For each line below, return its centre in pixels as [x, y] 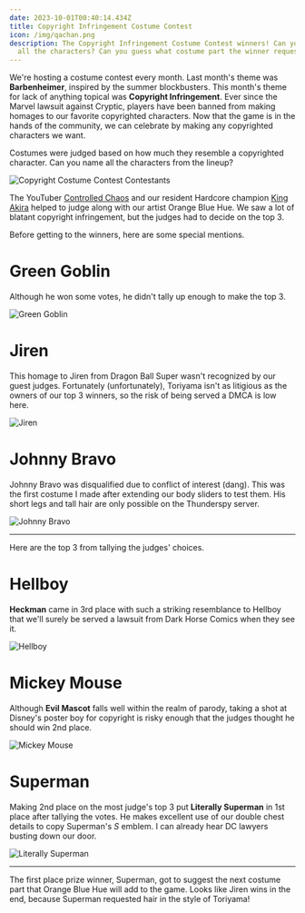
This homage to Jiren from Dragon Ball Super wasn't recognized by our [143, 376]
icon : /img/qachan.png [52, 35]
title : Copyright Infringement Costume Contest [101, 26]
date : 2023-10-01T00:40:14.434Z [70, 18]
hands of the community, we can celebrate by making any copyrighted [142, 126]
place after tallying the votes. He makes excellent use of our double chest [147, 816]
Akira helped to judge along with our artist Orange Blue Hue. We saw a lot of [152, 208]
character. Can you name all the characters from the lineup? [122, 163]
